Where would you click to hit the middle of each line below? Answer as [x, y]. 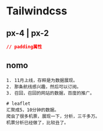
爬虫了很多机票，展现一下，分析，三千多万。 [53, 116]
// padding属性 [24, 47]
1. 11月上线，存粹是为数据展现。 [42, 80]
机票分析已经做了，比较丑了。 [37, 123]
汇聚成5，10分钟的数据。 [33, 110]
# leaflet [19, 103]
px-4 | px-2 [28, 33]
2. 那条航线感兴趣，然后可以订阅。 [44, 87]
